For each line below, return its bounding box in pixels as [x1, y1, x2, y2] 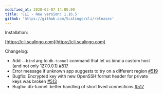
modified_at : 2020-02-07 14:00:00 [5, 7, 75, 12]
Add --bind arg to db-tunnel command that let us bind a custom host [12, 58, 150, 64]
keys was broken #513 [12, 78, 57, 84]
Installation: [5, 30, 28, 36]
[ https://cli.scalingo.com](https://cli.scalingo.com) [5, 39, 106, 45]
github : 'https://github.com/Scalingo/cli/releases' [5, 16, 114, 21]
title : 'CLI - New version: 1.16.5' [5, 12, 79, 17]
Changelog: [5, 48, 28, 54]
